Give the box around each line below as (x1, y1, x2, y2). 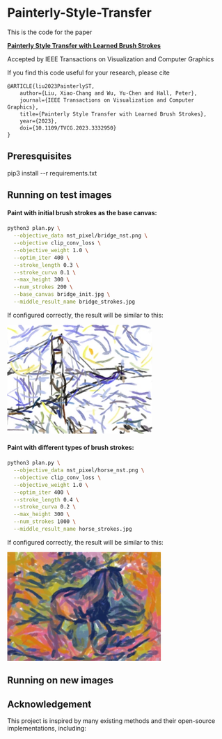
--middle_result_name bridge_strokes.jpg (13, 298, 136, 306)
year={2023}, (19, 117, 58, 125)
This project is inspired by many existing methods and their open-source (7, 717, 216, 725)
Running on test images (7, 189, 112, 201)
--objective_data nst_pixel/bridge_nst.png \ (13, 232, 148, 240)
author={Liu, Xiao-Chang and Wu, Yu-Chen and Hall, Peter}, (19, 89, 198, 97)
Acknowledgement (7, 698, 92, 710)
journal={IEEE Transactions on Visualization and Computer (19, 96, 195, 104)
